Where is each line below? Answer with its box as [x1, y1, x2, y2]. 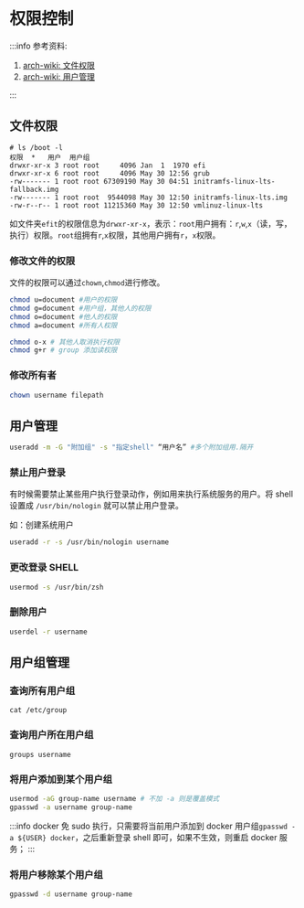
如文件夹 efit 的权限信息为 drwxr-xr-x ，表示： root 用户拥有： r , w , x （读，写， [9, 218, 292, 229]
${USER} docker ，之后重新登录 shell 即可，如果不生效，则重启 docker [17, 831, 278, 842]
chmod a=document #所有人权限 [9, 321, 118, 330]
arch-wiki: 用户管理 [22, 70, 96, 82]
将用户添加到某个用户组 [9, 773, 112, 785]
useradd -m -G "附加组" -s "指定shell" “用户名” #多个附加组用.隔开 [9, 443, 254, 453]
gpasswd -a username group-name [9, 802, 132, 812]
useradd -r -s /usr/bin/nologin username [9, 538, 170, 547]
